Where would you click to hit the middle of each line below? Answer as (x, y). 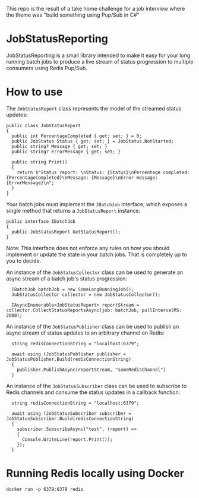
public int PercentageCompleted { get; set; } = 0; (77, 136)
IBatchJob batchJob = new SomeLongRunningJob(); (73, 289)
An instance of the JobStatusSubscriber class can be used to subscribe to (97, 386)
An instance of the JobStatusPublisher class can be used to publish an (93, 326)
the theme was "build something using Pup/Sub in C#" (73, 15)
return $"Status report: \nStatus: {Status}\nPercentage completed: (103, 172)
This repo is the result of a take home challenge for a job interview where (96, 9)
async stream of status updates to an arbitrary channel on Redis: (85, 333)
